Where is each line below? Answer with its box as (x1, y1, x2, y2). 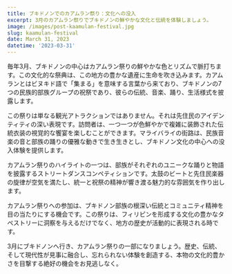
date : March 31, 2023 (7, 36, 70, 43)
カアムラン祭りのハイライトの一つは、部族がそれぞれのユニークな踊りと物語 (7, 161, 224, 169)
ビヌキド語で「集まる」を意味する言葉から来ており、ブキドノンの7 (30, 80, 222, 87)
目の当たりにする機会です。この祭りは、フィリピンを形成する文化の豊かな (7, 210, 219, 218)
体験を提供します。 (12, 146, 68, 154)
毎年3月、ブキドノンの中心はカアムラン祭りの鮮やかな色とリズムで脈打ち (7, 62, 216, 70)
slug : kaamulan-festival (7, 29, 79, 37)
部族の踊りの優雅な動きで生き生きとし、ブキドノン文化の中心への (30, 138, 219, 145)
